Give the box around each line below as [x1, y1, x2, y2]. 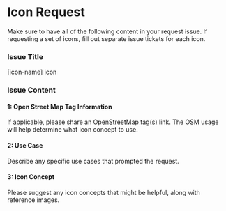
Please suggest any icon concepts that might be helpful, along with [7, 188, 201, 196]
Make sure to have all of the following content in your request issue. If [7, 27, 208, 36]
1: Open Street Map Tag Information [7, 102, 113, 111]
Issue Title [7, 52, 44, 61]
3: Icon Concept [7, 173, 55, 181]
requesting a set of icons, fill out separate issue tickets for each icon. [7, 34, 206, 42]
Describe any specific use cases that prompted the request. [7, 157, 179, 165]
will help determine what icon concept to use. [7, 125, 138, 134]
